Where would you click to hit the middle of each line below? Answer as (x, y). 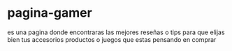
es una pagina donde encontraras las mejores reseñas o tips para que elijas (116, 32)
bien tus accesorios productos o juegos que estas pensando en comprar (112, 39)
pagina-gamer (50, 13)
